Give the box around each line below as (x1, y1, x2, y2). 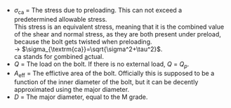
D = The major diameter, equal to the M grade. (13, 93, 148, 101)
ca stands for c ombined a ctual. (13, 52, 104, 60)
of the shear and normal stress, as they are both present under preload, (13, 29, 221, 38)
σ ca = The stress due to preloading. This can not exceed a (13, 6, 183, 16)
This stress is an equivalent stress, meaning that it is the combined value (13, 22, 225, 31)
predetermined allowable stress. (13, 15, 107, 23)
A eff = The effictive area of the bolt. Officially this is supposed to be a (13, 69, 215, 79)
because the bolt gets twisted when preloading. (13, 37, 152, 46)
